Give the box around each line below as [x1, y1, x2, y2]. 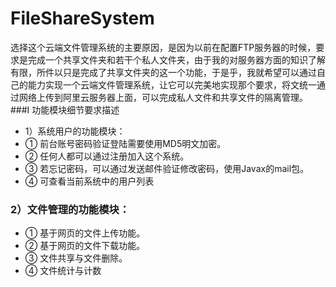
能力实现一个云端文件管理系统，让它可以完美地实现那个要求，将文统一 [27, 78, 317, 91]
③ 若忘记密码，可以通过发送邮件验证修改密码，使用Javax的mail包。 [24, 162, 310, 174]
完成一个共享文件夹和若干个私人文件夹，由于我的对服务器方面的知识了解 [27, 53, 326, 66]
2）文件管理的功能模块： [10, 202, 130, 216]
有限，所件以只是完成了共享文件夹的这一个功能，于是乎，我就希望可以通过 [10, 66, 317, 78]
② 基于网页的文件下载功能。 [24, 240, 146, 252]
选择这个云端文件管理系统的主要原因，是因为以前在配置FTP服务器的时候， [10, 41, 317, 53]
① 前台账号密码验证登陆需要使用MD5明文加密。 [24, 137, 227, 149]
